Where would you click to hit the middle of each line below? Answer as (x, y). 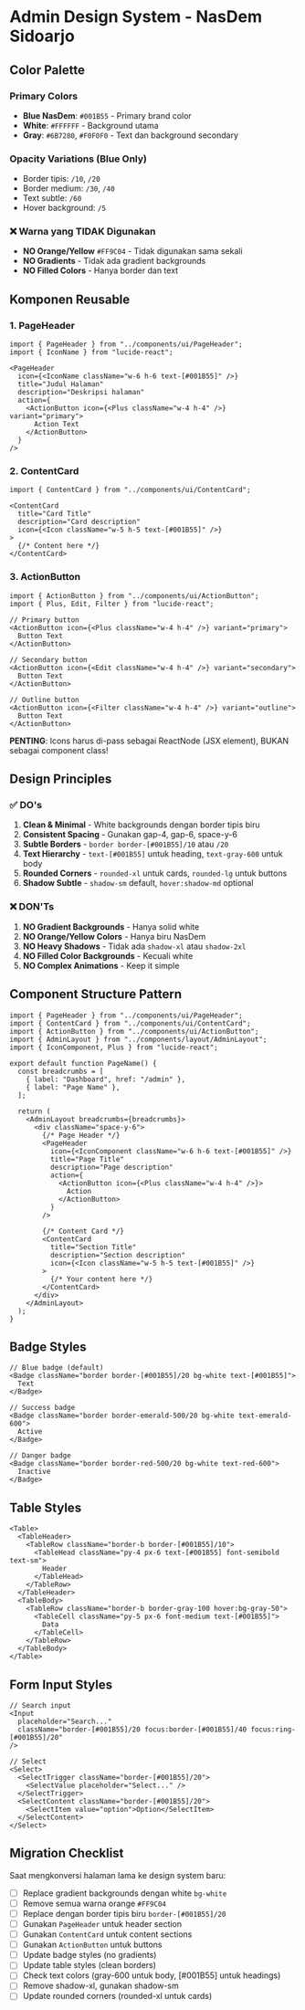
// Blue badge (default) (57, 1368)
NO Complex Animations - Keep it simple (101, 965)
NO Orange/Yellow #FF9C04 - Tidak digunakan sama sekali (133, 251)
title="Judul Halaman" (61, 384)
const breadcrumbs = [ (61, 1071)
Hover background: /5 (64, 208)
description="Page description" (111, 1167)
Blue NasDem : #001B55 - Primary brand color (107, 115)
